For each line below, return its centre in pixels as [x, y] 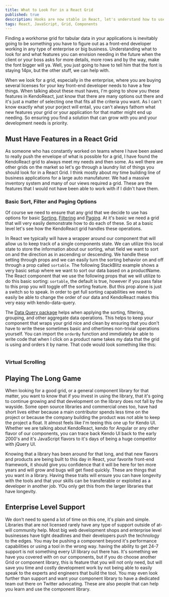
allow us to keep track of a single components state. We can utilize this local [84, 244]
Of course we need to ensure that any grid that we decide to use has [76, 213]
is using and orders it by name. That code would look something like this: [81, 345]
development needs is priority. [37, 123]
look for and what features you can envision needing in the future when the [83, 54]
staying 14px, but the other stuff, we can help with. [58, 71]
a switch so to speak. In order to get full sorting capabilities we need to [79, 292]
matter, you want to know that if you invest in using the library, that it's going [84, 396]
